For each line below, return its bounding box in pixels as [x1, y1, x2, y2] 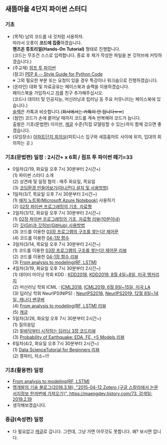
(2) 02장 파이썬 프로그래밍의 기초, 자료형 [12, 203, 92, 209]
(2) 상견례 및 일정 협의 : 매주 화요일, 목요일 [12, 178, 96, 184]
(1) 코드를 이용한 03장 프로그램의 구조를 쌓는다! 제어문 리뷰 [12, 247, 127, 253]
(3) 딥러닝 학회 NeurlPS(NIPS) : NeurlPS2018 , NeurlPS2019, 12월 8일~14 [12, 290, 158, 296]
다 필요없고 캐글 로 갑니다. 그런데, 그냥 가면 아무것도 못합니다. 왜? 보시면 [12, 428, 152, 434]
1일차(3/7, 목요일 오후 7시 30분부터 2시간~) [12, 191, 97, 197]
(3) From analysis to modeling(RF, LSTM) [12, 259, 97, 265]
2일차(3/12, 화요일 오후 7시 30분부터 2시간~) [12, 209, 101, 215]
